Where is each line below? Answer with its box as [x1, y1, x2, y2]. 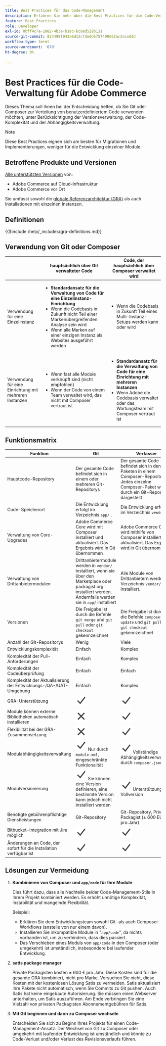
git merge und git [76, 617, 113, 622]
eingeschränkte [76, 757, 108, 763]
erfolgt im [76, 507, 95, 513]
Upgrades [7, 537, 28, 543]
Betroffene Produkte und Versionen [5, 158, 117, 167]
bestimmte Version [76, 792, 114, 798]
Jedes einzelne [120, 478, 152, 484]
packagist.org [76, 583, 104, 589]
